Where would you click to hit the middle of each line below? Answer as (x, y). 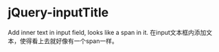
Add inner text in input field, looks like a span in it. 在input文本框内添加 (107, 32)
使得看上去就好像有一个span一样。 (69, 41)
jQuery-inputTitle (58, 13)
